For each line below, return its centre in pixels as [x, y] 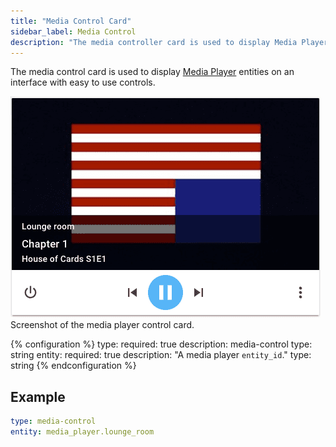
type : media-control [53, 421]
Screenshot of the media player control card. [102, 325]
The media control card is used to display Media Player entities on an [152, 72]
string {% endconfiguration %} [73, 366]
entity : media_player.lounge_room [82, 432]
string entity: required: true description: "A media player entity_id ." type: [161, 355]
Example [38, 396]
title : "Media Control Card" [71, 21]
